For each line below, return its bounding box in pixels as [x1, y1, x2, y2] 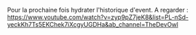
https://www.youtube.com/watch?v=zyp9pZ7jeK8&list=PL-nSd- [7, 13, 188, 21]
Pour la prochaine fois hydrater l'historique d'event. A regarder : [7, 6, 188, 14]
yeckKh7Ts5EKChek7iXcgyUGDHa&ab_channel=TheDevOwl [7, 21, 179, 28]
